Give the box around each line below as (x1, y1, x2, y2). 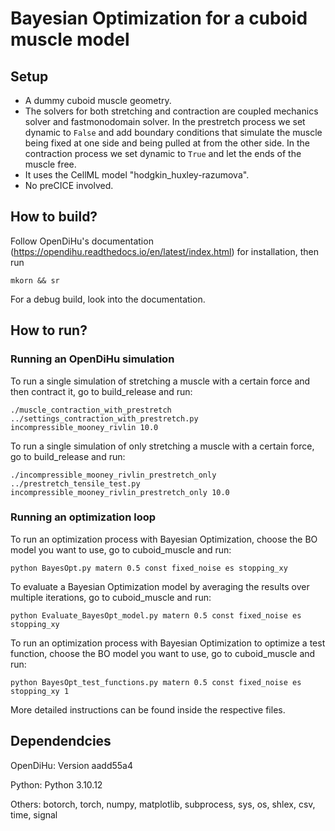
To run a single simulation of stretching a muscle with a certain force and (10, 375, 311, 387)
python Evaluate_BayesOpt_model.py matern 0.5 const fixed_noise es (10, 610, 302, 621)
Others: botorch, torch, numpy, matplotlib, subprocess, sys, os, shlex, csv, (10, 798, 316, 810)
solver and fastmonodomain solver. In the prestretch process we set (24, 116, 306, 127)
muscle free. (24, 158, 77, 170)
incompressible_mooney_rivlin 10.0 (10, 422, 159, 432)
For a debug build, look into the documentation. (10, 293, 206, 305)
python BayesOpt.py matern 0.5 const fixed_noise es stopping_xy (10, 563, 288, 573)
